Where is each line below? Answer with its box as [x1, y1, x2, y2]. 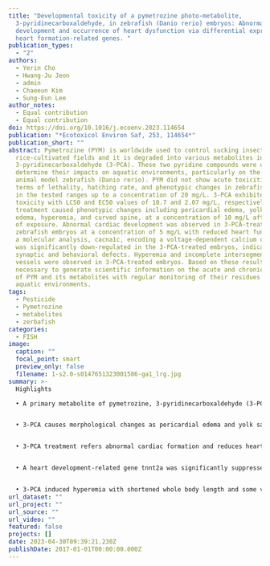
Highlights [15, 385, 52, 393]
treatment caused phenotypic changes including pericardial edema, [15, 206, 247, 214]
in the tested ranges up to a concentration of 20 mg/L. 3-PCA [15, 190, 231, 199]
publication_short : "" [8, 138, 84, 147]
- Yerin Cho [15, 64, 56, 72]
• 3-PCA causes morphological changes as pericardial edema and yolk [15, 421, 253, 430]
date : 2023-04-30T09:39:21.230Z [8, 538, 117, 546]
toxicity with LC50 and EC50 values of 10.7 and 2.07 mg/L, [15, 198, 221, 206]
